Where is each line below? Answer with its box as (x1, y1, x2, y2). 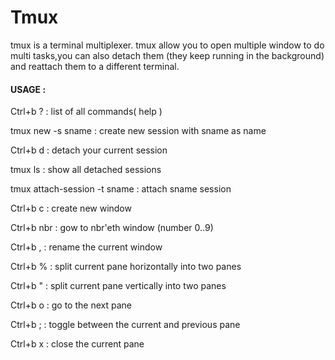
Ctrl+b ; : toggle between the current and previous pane (10, 319, 241, 331)
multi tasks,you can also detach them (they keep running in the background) (10, 49, 325, 61)
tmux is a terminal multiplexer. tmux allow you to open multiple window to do (10, 39, 325, 51)
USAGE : (10, 83, 47, 95)
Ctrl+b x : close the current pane (10, 338, 145, 350)
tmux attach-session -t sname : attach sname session (10, 183, 232, 195)
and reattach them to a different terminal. (10, 60, 180, 72)
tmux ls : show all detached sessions (10, 164, 162, 176)
